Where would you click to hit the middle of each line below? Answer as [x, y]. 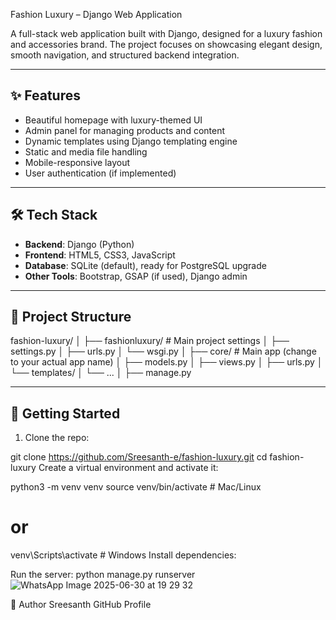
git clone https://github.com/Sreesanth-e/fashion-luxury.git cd [139, 457]
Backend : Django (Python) [79, 244]
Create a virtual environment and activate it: [128, 468]
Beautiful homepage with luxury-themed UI [113, 120]
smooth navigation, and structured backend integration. [125, 55]
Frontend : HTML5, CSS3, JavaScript [100, 255]
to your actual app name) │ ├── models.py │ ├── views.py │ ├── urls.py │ [166, 362]
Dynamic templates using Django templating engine [131, 141]
